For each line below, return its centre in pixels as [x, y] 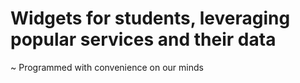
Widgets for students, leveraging [150, 18]
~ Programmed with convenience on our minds [107, 67]
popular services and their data [143, 39]
